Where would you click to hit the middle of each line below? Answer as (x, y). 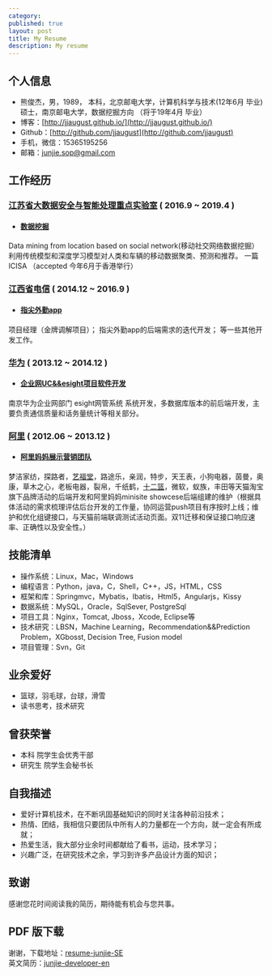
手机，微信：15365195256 (64, 142)
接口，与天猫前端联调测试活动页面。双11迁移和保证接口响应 (149, 517)
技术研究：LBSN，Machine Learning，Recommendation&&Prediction (135, 627)
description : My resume (49, 46)
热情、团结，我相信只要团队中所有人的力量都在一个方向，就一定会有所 (137, 825)
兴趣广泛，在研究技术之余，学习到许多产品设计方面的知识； (119, 855)
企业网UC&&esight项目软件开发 (73, 384)
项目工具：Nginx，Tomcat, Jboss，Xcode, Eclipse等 (108, 616)
